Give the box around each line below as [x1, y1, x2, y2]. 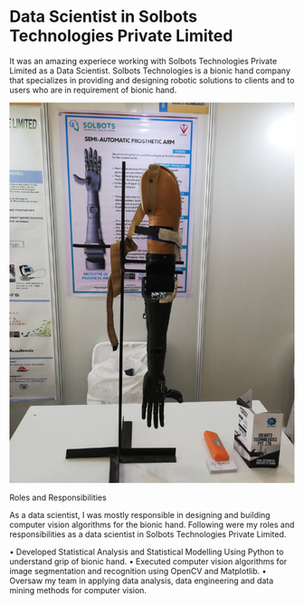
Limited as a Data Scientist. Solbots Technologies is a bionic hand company [9, 65, 291, 76]
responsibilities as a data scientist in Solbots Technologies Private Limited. [9, 528, 287, 540]
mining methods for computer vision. [9, 584, 147, 595]
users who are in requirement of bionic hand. [9, 84, 177, 95]
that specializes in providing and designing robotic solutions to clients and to [9, 74, 295, 85]
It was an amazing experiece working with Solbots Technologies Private [9, 55, 278, 66]
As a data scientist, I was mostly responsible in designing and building [9, 509, 271, 520]
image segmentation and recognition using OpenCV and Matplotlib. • [9, 565, 267, 576]
